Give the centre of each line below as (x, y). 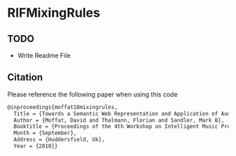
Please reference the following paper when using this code (92, 94)
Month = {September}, (45, 133)
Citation (25, 77)
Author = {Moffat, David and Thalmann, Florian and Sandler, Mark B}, (119, 120)
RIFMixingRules (54, 13)
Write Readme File (44, 55)
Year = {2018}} (36, 146)
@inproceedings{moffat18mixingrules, (63, 107)
